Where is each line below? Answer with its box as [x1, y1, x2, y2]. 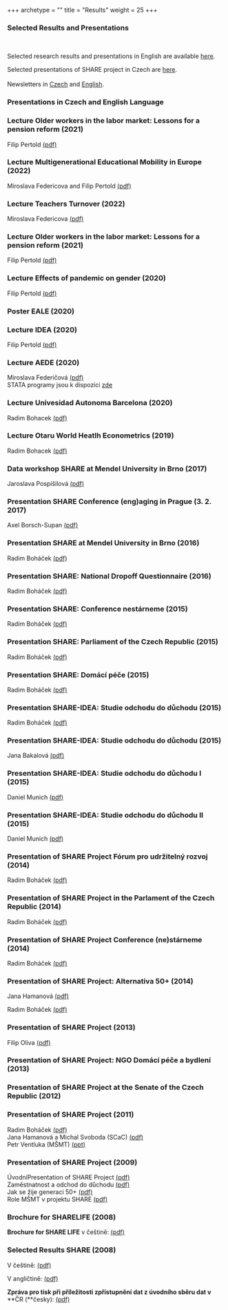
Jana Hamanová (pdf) [7, 992, 69, 1000]
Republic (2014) [7, 902, 62, 912]
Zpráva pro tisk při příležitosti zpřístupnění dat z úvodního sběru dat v [7, 1287, 211, 1296]
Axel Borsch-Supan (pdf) [7, 521, 78, 529]
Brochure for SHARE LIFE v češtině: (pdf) [7, 1228, 125, 1236]
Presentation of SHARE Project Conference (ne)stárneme [7, 935, 203, 944]
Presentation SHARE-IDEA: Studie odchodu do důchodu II [7, 810, 204, 820]
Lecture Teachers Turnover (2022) [7, 199, 125, 208]
